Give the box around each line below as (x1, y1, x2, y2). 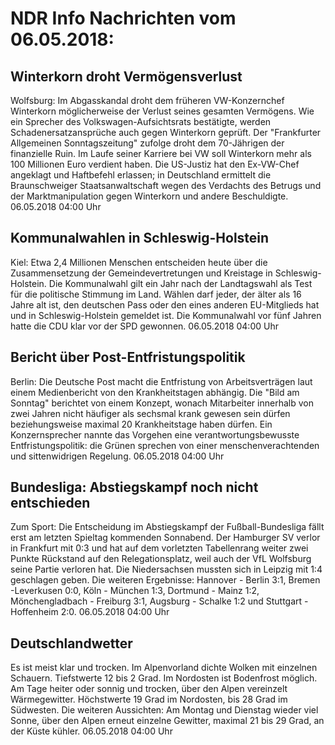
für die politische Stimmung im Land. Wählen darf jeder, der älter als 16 (10, 288, 302, 300)
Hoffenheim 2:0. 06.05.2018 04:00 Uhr (10, 606, 170, 618)
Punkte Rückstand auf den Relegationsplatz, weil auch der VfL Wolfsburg (10, 553, 312, 565)
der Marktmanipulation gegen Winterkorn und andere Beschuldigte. (10, 190, 289, 202)
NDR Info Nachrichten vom (10, 7, 237, 30)
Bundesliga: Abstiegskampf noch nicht (10, 479, 259, 496)
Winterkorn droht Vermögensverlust (10, 68, 243, 85)
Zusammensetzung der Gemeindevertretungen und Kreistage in (10, 267, 273, 279)
